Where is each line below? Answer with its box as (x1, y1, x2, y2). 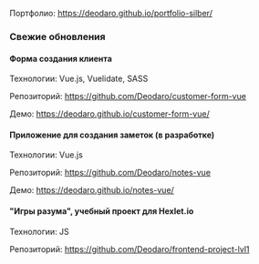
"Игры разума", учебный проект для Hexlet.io (9, 205, 194, 217)
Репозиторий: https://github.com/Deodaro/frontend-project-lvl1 (9, 243, 250, 254)
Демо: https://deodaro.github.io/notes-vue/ (9, 185, 175, 196)
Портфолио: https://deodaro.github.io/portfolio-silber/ (9, 8, 212, 18)
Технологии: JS (9, 226, 70, 237)
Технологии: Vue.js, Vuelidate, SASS (9, 73, 149, 85)
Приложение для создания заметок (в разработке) (9, 129, 215, 140)
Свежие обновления (9, 30, 106, 43)
